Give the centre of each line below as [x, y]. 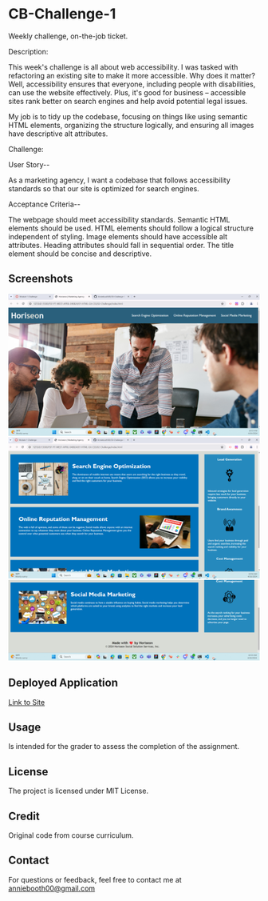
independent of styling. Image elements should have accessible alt [118, 236]
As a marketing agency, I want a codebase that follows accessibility [120, 180]
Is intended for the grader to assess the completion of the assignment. [124, 747]
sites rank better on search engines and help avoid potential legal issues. [128, 101]
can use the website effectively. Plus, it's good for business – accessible [127, 92]
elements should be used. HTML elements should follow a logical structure [131, 228]
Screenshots [41, 279]
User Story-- [29, 164]
